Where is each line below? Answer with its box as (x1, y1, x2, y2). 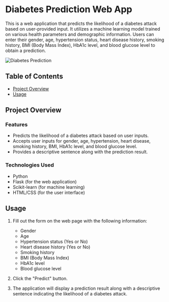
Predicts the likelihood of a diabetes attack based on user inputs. (12, 132, 149, 139)
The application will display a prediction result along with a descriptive (12, 285, 160, 291)
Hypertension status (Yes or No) (20, 238, 88, 244)
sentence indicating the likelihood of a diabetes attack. (12, 290, 128, 296)
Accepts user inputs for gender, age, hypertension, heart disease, (12, 138, 151, 144)
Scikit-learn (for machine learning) (12, 184, 85, 190)
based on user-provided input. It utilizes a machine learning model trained (5, 25, 160, 32)
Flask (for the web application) (12, 178, 77, 184)
